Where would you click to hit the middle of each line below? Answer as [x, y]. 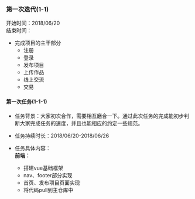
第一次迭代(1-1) [27, 9]
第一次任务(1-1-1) [27, 102]
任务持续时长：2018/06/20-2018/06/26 [62, 136]
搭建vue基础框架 [43, 168]
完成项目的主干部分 [38, 43]
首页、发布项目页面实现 [52, 183]
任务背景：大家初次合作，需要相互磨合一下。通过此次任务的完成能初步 [99, 116]
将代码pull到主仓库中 [48, 190]
